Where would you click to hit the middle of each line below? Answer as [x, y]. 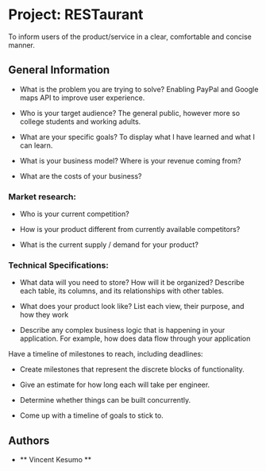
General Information [59, 70]
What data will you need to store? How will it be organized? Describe [132, 283]
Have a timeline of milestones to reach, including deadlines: [106, 354]
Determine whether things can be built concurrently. [105, 400]
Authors [29, 440]
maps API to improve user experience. [82, 98]
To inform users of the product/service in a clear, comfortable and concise [130, 37]
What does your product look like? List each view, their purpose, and [132, 307]
